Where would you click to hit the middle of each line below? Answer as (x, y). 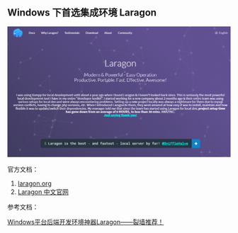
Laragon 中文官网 (43, 192)
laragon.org (34, 183)
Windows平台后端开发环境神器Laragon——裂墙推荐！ (86, 222)
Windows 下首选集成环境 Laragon (82, 13)
